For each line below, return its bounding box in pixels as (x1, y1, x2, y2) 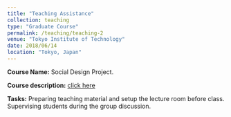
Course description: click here (7, 81, 95, 89)
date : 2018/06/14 (7, 42, 57, 49)
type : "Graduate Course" (7, 23, 79, 30)
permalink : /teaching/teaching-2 (7, 29, 104, 37)
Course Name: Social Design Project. (7, 67, 114, 76)
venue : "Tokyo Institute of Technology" (7, 36, 126, 43)
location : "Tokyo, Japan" (7, 49, 82, 56)
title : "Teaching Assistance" (7, 10, 95, 17)
